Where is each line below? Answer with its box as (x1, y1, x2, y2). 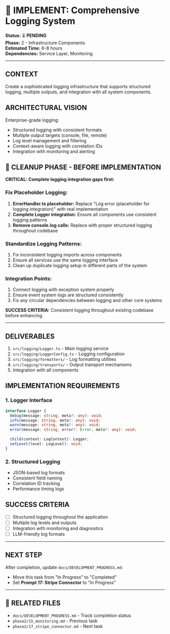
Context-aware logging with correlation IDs (12, 143, 103, 149)
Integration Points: (5, 275, 52, 282)
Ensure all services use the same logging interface (12, 257, 118, 263)
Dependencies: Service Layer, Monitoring (5, 50, 93, 56)
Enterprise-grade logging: (5, 117, 59, 123)
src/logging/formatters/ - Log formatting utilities (12, 356, 116, 362)
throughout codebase (12, 228, 58, 234)
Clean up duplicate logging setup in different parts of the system (12, 262, 148, 268)
